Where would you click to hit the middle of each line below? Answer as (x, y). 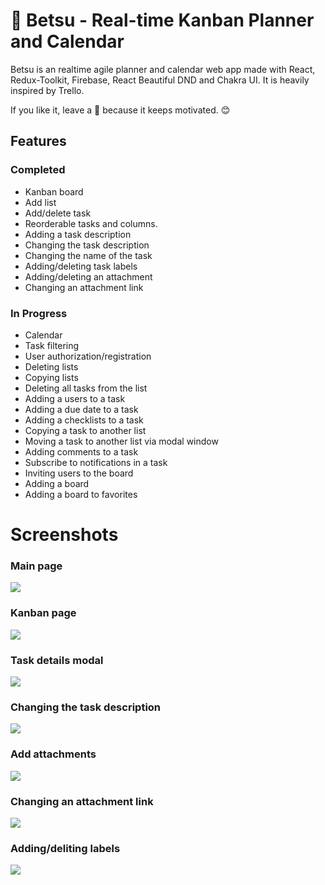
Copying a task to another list (85, 430)
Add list (40, 202)
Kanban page (43, 613)
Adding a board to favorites (81, 494)
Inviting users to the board (79, 473)
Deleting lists (51, 366)
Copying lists (51, 377)
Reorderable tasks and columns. (91, 223)
